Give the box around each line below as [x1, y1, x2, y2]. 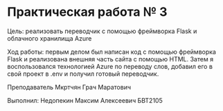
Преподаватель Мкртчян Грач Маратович [7, 83, 132, 91]
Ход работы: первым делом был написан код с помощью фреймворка [7, 48, 217, 56]
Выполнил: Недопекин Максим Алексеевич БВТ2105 [7, 96, 163, 104]
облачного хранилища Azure [7, 34, 92, 42]
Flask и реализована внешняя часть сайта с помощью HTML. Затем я [7, 54, 213, 63]
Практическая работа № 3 [7, 4, 168, 20]
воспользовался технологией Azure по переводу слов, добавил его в [7, 62, 213, 70]
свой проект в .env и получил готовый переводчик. [7, 70, 159, 78]
